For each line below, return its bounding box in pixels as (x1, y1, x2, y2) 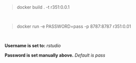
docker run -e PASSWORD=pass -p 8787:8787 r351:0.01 (16, 23, 132, 29)
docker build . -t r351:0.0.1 (16, 4, 70, 10)
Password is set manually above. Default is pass (4, 52, 106, 58)
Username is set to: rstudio (4, 43, 61, 49)
